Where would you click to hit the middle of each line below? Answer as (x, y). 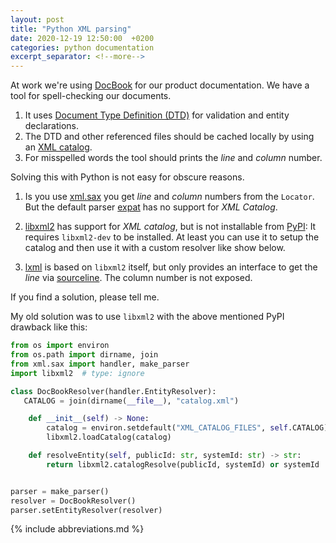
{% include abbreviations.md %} (77, 529)
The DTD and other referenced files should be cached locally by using (169, 137)
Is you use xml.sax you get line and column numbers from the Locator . (169, 197)
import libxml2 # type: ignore (77, 373)
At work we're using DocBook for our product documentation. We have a (160, 85)
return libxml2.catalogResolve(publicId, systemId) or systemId (183, 464)
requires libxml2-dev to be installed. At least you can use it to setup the (172, 237)
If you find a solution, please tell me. (85, 297)
